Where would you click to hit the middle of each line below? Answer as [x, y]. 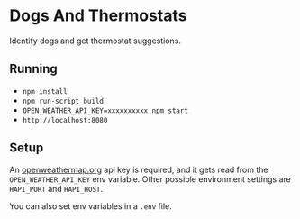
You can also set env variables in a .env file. [91, 206]
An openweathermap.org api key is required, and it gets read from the [139, 169]
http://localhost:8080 [65, 120]
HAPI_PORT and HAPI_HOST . [56, 188]
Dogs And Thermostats [98, 16]
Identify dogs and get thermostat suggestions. [95, 41]
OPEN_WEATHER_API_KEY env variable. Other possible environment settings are [150, 179]
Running [34, 69]
